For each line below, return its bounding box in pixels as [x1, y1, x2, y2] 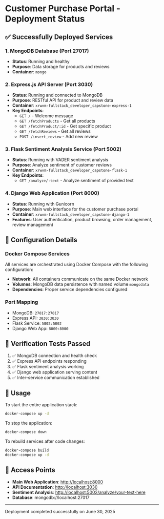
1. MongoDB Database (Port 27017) [5, 47, 89, 54]
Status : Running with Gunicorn [12, 201, 75, 207]
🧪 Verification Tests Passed [5, 340, 90, 348]
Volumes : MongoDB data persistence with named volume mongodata [12, 281, 150, 287]
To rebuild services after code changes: [5, 438, 85, 444]
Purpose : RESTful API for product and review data [12, 97, 114, 103]
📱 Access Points [5, 466, 56, 474]
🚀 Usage [5, 389, 31, 397]
